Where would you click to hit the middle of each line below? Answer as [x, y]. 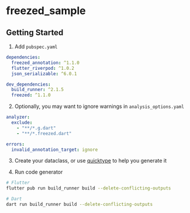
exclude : [22, 123]
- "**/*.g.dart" [37, 128]
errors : [15, 144]
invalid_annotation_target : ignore [55, 150]
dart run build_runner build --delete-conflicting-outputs [80, 204]
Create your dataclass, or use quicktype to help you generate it [91, 161]
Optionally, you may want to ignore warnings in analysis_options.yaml [99, 106]
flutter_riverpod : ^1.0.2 [43, 68]
